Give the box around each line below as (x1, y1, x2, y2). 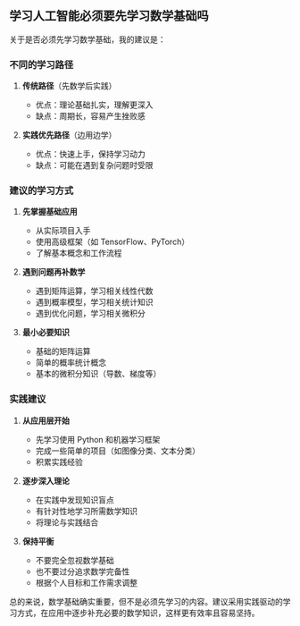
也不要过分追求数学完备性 (35, 566, 130, 577)
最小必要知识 (21, 327, 70, 338)
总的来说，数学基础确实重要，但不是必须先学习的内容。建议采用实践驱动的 (9, 596, 283, 606)
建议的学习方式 (9, 184, 74, 197)
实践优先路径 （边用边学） (21, 130, 117, 140)
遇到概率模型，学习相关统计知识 (35, 297, 154, 308)
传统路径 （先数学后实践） (21, 80, 117, 91)
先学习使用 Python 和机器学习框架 (35, 434, 161, 444)
